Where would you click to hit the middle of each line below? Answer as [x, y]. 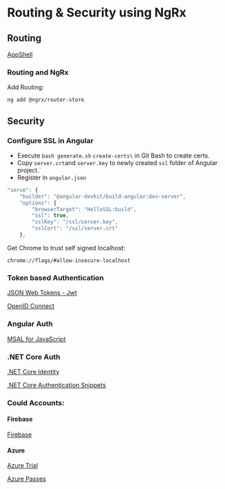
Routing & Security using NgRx [97, 13]
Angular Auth [30, 324]
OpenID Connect [31, 306]
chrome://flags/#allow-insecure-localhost [69, 260]
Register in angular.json [52, 177]
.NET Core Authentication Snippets [57, 385]
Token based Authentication [56, 278]
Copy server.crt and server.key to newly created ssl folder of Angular [117, 162]
